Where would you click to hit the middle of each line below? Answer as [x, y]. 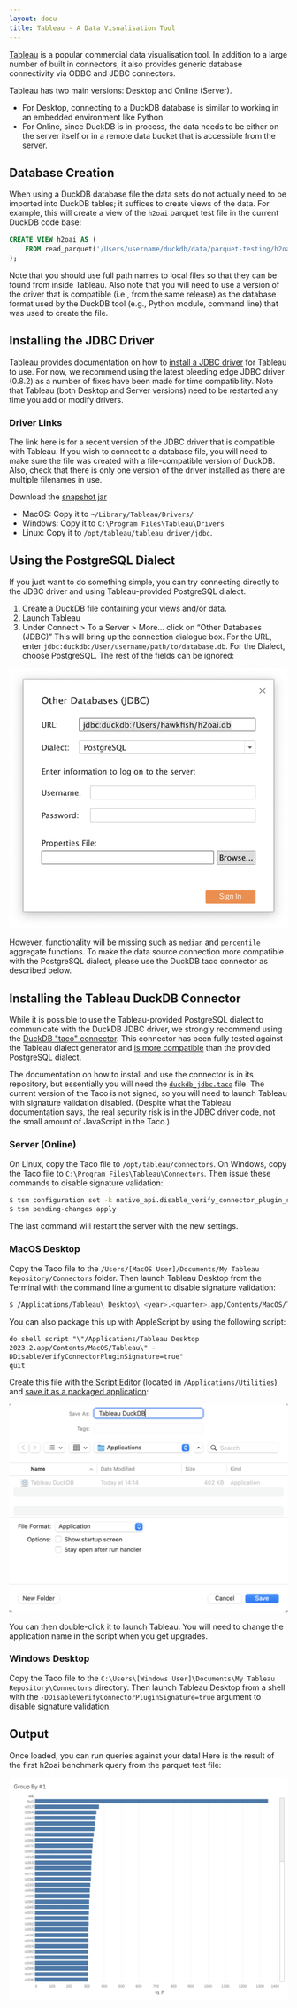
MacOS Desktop [45, 1249]
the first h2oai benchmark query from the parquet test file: [115, 1765]
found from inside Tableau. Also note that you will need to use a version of [145, 284]
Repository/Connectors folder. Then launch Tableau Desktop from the [136, 1278]
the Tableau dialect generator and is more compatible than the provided [140, 1048]
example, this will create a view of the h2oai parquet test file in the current [144, 213]
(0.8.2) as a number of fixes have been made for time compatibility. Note [141, 381]
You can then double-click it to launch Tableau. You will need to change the [147, 1626]
